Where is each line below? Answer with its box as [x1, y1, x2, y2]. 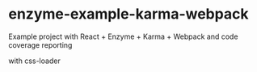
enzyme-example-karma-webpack [8, 5, 249, 23]
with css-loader [8, 56, 61, 66]
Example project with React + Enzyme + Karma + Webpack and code [8, 32, 238, 41]
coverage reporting [8, 40, 73, 49]
